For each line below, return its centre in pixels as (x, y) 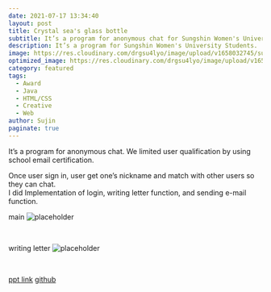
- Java (27, 91)
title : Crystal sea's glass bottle (68, 31)
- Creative (34, 106)
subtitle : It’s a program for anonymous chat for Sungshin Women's (124, 38)
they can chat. (32, 184)
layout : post (30, 23)
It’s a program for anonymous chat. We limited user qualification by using (130, 151)
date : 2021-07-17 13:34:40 (54, 16)
